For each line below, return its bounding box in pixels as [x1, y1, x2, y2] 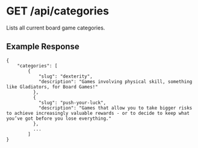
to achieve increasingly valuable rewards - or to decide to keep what [6, 110, 190, 116]
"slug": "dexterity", [38, 73, 93, 79]
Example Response [6, 42, 79, 52]
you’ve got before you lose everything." [6, 116, 112, 122]
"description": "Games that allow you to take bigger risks [38, 105, 193, 111]
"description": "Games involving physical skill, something [38, 78, 193, 85]
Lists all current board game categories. [6, 24, 105, 31]
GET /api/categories [6, 4, 110, 18]
